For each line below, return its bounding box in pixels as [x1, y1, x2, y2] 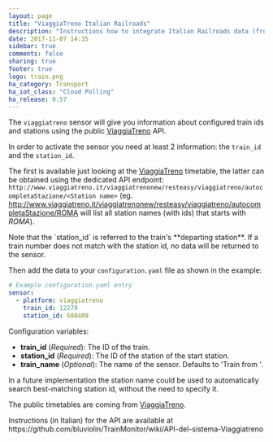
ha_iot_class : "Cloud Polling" [8, 87, 115, 96]
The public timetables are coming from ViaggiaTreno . [8, 400, 187, 409]
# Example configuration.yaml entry [8, 282, 132, 290]
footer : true [8, 65, 53, 73]
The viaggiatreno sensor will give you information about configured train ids [8, 117, 264, 127]
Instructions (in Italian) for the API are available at [8, 415, 173, 425]
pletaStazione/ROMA [8, 208, 79, 218]
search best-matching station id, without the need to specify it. [8, 383, 219, 393]
